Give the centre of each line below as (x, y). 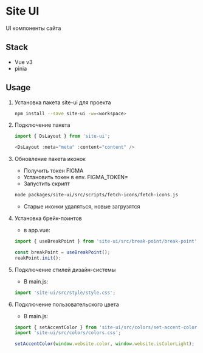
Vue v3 (23, 62)
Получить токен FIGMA (53, 171)
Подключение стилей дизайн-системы (65, 269)
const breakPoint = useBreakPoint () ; (62, 252)
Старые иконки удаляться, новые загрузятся (82, 207)
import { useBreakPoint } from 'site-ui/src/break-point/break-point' (106, 241)
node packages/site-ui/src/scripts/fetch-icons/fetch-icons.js (96, 195)
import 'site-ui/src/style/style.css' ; (65, 293)
